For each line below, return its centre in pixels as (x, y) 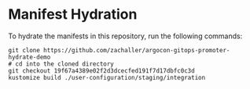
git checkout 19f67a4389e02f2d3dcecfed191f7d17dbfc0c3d (101, 71)
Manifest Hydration (73, 14)
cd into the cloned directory (64, 64)
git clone (24, 50)
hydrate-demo (29, 57)
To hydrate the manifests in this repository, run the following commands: (125, 36)
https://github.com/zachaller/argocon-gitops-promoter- (136, 50)
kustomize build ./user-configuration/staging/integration (107, 77)
